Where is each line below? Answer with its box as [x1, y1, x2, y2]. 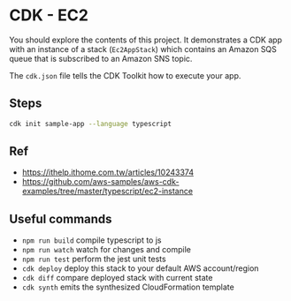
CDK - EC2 [9, 5, 88, 26]
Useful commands [9, 211, 112, 226]
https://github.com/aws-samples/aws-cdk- [21, 177, 180, 187]
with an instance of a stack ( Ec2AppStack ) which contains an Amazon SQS [9, 43, 277, 54]
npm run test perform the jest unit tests [21, 253, 166, 265]
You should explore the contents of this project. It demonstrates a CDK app [9, 34, 283, 45]
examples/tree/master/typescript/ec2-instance [21, 186, 193, 197]
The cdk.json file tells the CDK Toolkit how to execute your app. [9, 70, 241, 80]
